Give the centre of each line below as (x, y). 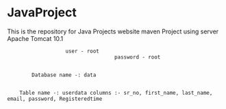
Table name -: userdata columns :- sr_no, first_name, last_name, (116, 93)
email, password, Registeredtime (55, 99)
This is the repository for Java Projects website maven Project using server (113, 31)
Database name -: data (64, 75)
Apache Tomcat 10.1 (35, 38)
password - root (137, 57)
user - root (82, 51)
